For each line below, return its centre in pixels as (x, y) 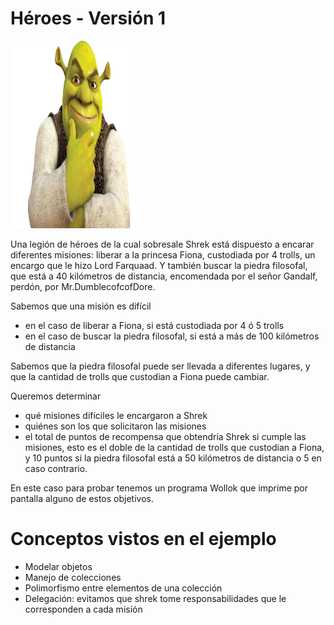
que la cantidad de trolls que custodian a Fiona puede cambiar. (140, 376)
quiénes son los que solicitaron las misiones (115, 426)
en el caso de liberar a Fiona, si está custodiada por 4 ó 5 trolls (154, 325)
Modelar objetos (58, 566)
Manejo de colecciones (73, 577)
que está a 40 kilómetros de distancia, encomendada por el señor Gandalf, (164, 276)
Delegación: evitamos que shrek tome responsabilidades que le (155, 598)
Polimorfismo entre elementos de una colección (123, 588)
